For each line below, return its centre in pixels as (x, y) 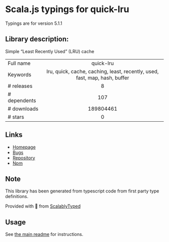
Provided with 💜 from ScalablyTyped (43, 206)
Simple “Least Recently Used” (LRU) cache (50, 51)
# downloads (23, 109)
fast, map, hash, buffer (103, 78)
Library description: (37, 39)
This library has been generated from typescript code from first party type (82, 191)
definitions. (17, 197)
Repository (24, 158)
